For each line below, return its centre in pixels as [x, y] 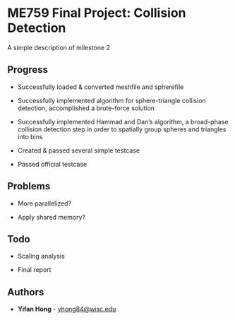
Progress [28, 70]
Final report [34, 270]
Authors [26, 292]
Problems [29, 186]
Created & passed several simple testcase [78, 150]
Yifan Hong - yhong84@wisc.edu [67, 309]
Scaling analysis [41, 256]
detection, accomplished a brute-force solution [86, 108]
